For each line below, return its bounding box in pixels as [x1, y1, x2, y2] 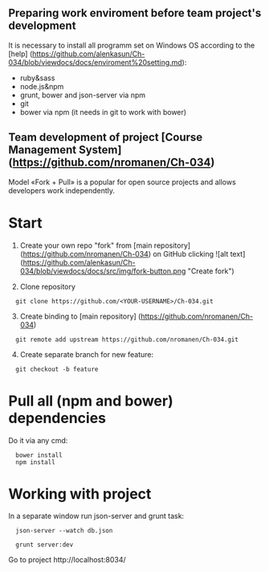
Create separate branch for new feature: [19, 349, 154, 359]
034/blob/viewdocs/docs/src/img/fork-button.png [19, 265, 186, 276]
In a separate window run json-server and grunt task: [8, 511, 185, 521]
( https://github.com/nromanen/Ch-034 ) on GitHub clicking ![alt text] [19, 249, 246, 258]
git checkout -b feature [15, 365, 99, 373]
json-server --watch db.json [15, 527, 113, 535]
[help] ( [8, 48, 33, 59]
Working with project [8, 484, 152, 503]
